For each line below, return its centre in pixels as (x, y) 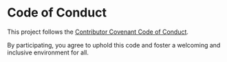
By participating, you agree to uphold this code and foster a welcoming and (114, 45)
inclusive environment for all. (48, 52)
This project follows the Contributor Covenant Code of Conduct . (98, 32)
